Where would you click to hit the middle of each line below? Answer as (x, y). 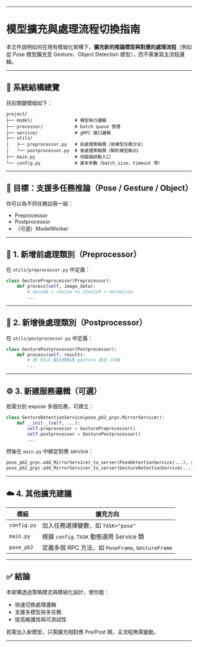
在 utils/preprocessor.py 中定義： (48, 270)
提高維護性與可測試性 (40, 619)
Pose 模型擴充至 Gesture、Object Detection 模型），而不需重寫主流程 (96, 54)
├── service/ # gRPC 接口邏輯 (58, 133)
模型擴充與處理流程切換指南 (73, 29)
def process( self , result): (51, 354)
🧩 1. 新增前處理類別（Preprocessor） (74, 254)
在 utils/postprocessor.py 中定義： (49, 338)
